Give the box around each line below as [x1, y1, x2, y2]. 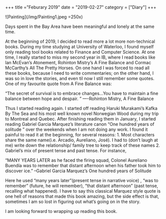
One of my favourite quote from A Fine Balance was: [5, 81, 112, 87]
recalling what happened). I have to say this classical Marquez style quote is [5, 188, 161, 194]
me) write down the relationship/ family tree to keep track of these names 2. [5, 142, 160, 148]
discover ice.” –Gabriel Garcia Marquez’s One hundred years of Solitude [5, 168, 152, 174]
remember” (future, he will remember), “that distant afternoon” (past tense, [5, 183, 159, 189]
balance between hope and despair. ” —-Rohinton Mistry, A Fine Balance [5, 96, 154, 102]
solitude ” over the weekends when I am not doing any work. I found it [5, 126, 148, 132]
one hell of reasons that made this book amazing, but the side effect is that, [5, 194, 160, 199]
